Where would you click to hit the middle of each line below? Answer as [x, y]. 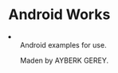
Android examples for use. [63, 44]
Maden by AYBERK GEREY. [64, 60]
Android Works [59, 15]
